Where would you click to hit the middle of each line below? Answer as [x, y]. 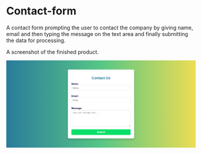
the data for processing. [36, 40]
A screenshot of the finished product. [53, 52]
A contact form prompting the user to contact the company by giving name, [100, 28]
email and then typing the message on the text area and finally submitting [97, 34]
